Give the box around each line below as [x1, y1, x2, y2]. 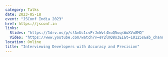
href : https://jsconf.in [5, 21, 57, 26]
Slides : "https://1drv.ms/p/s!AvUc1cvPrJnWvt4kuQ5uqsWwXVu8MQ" [9, 30, 144, 35]
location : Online [5, 40, 41, 45]
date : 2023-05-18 [5, 12, 41, 17]
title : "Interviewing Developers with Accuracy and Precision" [5, 44, 140, 49]
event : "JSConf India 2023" [5, 16, 64, 21]
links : [5, 26, 19, 31]
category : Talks [5, 7, 39, 12]
